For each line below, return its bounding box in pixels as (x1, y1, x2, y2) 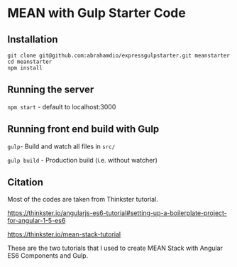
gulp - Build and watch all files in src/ (7, 142, 116, 151)
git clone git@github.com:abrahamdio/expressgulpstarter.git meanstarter (7, 52, 231, 59)
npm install (7, 65, 43, 72)
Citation (7, 176, 44, 189)
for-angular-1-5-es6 (7, 217, 66, 225)
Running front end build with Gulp (7, 123, 160, 136)
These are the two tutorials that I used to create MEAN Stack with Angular (7, 244, 224, 253)
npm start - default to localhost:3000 (7, 102, 116, 111)
